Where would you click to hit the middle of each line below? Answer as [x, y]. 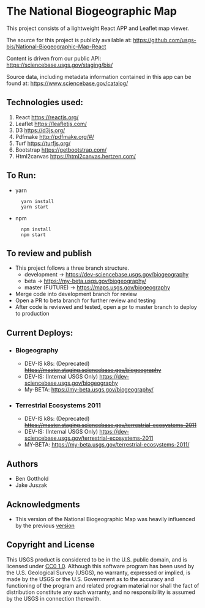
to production [32, 314]
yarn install [38, 201]
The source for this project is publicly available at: [69, 40]
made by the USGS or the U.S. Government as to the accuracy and [90, 579]
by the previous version [45, 525]
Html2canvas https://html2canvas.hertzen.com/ [76, 156]
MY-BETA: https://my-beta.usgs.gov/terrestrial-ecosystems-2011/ [107, 445]
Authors [22, 464]
